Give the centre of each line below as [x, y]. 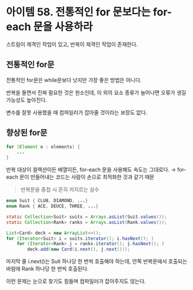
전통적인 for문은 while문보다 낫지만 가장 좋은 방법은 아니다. [74, 80]
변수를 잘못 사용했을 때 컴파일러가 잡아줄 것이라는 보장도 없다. [77, 112]
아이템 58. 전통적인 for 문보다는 [79, 12]
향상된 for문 [27, 133]
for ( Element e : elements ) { [43, 147]
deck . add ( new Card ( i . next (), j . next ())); [79, 249]
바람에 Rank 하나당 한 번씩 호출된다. [47, 269]
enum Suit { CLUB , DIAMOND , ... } [47, 201]
